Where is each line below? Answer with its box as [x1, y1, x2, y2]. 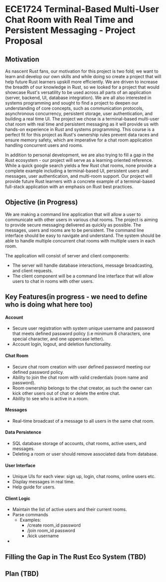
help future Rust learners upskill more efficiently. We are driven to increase [5, 79, 158, 85]
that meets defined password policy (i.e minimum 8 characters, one [12, 331, 151, 337]
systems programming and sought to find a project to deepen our [5, 100, 139, 106]
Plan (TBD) [5, 570, 39, 578]
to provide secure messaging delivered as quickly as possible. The [5, 222, 141, 228]
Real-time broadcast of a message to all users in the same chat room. [12, 418, 155, 424]
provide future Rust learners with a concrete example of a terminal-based [5, 178, 155, 184]
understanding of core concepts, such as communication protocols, [5, 106, 144, 111]
